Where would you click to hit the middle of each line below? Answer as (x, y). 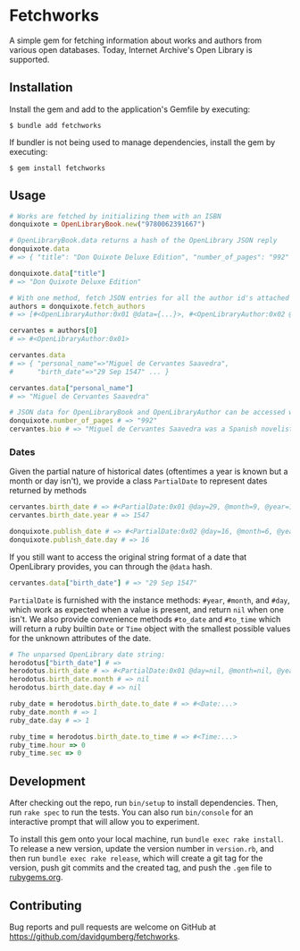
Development (48, 781)
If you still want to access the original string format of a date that (128, 557)
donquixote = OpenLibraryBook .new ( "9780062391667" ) (107, 225)
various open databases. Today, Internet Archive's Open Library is (131, 49)
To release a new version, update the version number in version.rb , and (142, 849)
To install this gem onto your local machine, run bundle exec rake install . (146, 839)
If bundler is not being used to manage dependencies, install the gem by (142, 142)
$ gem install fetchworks (57, 168)
